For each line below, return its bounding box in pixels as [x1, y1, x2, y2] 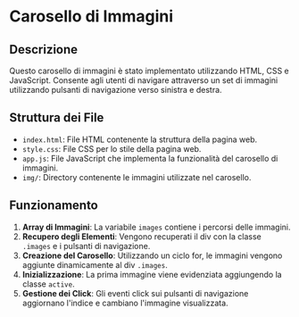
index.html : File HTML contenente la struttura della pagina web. [21, 134, 258, 145]
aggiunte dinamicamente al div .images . [21, 259, 168, 270]
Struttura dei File [9, 110, 104, 126]
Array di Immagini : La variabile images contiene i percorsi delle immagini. [21, 221, 291, 232]
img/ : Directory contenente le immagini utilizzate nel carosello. [21, 171, 252, 182]
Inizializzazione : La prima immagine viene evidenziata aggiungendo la [21, 269, 283, 279]
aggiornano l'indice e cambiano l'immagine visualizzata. [21, 297, 229, 308]
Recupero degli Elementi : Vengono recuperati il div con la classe [21, 230, 262, 242]
